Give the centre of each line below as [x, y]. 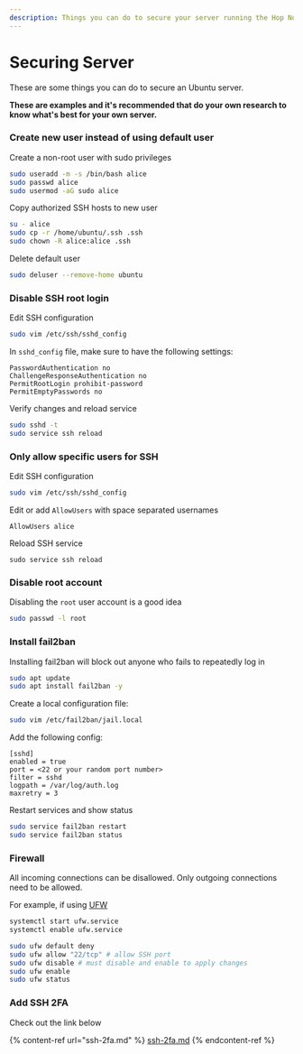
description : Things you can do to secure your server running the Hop [147, 18]
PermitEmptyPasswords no [56, 392]
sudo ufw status [40, 980]
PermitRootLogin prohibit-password [76, 384]
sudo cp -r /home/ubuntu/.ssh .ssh [76, 233]
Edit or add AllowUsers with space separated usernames [114, 510]
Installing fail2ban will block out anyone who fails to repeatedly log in [137, 661]
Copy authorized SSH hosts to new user [83, 208]
